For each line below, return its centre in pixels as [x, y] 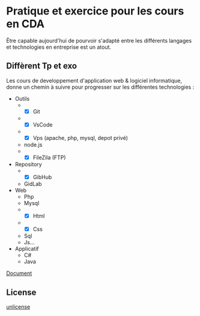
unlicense [18, 307]
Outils [22, 98]
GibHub [42, 177]
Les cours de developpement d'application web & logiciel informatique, [94, 80]
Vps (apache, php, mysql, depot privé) [80, 137]
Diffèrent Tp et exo [41, 66]
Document [19, 273]
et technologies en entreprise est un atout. [59, 47]
